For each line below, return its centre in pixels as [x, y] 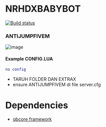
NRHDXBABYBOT [43, 9]
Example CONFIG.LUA [29, 58]
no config [16, 70]
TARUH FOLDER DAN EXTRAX [44, 79]
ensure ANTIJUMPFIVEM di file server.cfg [57, 85]
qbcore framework [32, 119]
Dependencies [37, 105]
